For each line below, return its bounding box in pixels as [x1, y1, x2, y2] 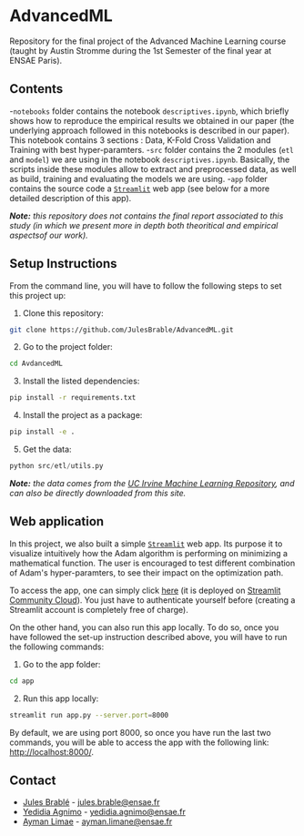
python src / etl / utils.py [9, 462, 104, 471]
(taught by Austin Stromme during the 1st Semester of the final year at [9, 45, 272, 56]
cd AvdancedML [9, 359, 64, 369]
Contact [9, 772, 56, 788]
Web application [9, 514, 105, 529]
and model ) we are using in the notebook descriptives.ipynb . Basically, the [9, 154, 290, 165]
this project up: [9, 290, 66, 301]
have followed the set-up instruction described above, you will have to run [9, 631, 288, 642]
